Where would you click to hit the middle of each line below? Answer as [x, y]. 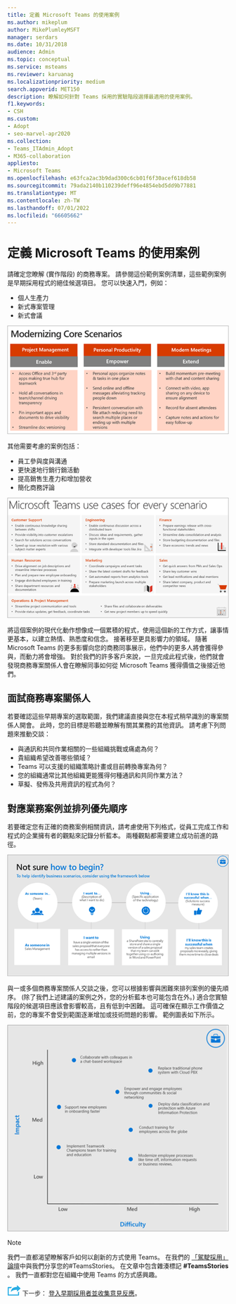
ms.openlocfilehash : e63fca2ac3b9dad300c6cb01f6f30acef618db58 [102, 178]
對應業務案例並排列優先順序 [67, 809]
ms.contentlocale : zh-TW [44, 201]
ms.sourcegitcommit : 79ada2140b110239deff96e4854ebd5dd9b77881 [102, 186]
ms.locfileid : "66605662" [45, 215]
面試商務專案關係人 [49, 698]
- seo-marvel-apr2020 [39, 134]
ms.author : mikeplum [38, 22]
